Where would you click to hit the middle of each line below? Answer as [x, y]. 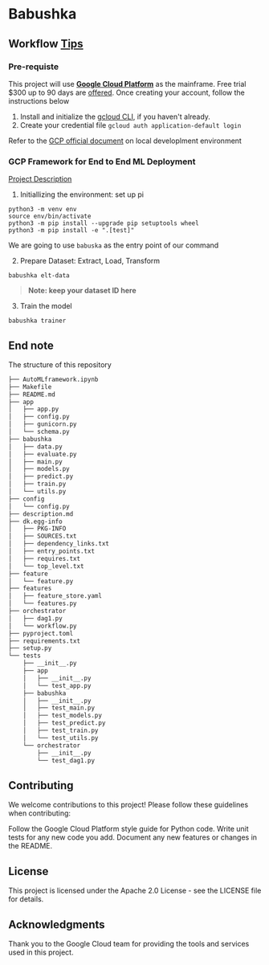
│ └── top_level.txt [46, 566]
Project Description [40, 179]
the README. [31, 846]
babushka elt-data [39, 276]
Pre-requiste [33, 67]
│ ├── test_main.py [59, 708]
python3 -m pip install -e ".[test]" [71, 231]
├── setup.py [30, 648]
